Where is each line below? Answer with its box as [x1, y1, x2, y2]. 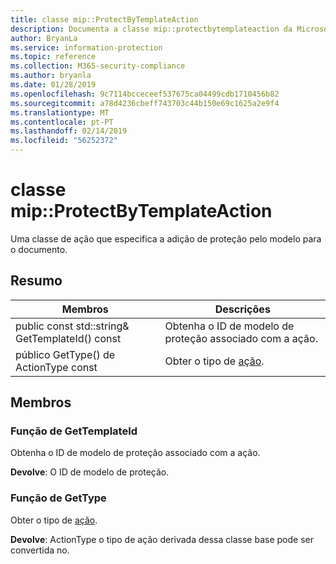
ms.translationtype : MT [10, 107, 110, 118]
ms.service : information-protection [10, 42, 163, 53]
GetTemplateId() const [15, 331, 122, 345]
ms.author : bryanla [10, 71, 92, 81]
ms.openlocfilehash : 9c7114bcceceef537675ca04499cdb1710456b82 [10, 89, 280, 99]
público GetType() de [15, 347, 116, 361]
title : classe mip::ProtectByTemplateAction [10, 14, 199, 25]
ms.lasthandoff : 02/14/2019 [10, 126, 128, 136]
